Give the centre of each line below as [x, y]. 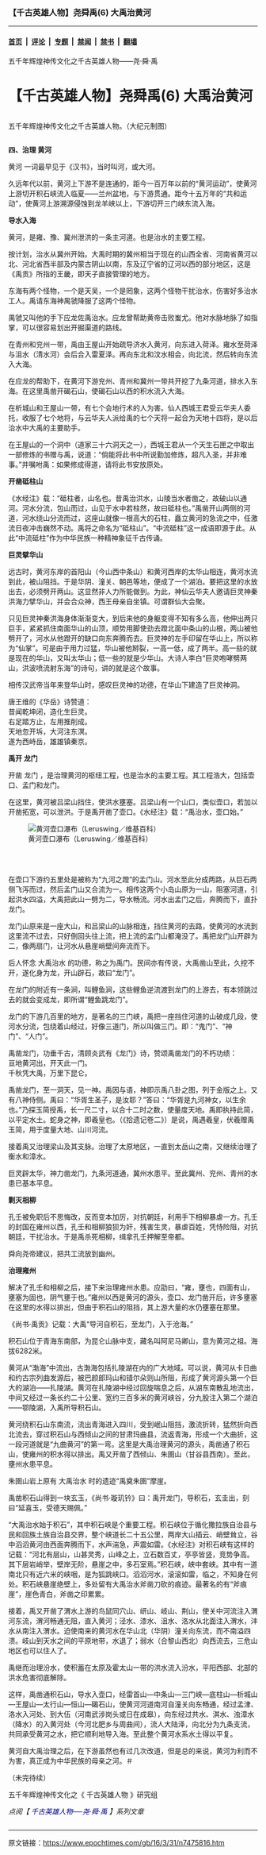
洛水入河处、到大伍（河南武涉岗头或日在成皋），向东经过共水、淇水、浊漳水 [131, 1714]
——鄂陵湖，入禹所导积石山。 [57, 1408]
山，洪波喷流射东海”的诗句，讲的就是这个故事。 [86, 668]
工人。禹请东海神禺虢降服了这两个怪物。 [74, 301]
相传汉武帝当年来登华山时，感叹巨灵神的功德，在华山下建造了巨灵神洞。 [126, 685]
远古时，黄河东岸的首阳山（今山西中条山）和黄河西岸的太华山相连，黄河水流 [133, 572]
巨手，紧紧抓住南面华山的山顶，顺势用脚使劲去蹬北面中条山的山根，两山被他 [133, 628]
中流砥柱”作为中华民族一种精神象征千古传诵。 [93, 538]
